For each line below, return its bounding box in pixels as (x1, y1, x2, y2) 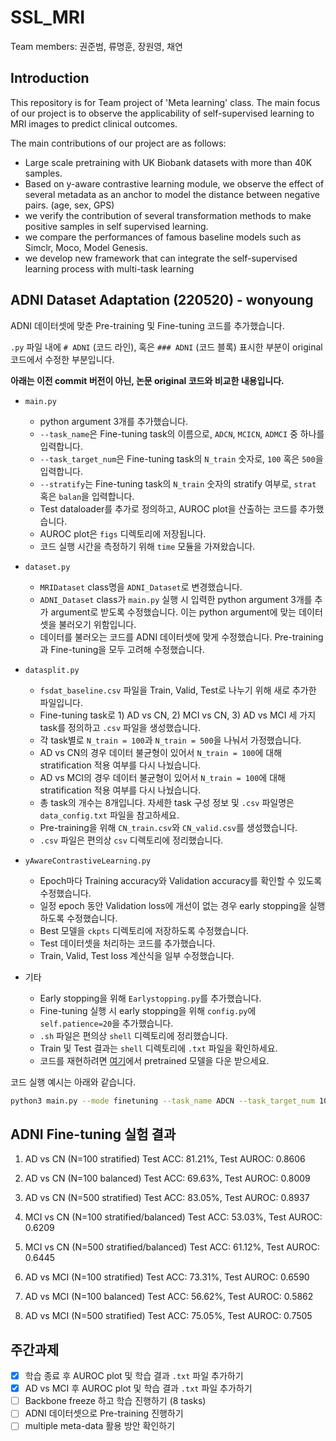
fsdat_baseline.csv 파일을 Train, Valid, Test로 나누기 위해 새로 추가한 (39, 684, 317, 696)
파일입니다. (39, 696, 84, 708)
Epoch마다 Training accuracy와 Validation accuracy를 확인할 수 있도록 (39, 874, 323, 886)
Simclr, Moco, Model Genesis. (24, 241, 148, 253)
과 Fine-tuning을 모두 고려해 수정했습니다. (39, 643, 205, 655)
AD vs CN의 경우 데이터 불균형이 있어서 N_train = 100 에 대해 (39, 746, 283, 758)
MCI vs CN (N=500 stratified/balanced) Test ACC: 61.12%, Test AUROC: (24, 1241, 320, 1253)
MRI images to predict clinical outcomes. (10, 117, 178, 130)
